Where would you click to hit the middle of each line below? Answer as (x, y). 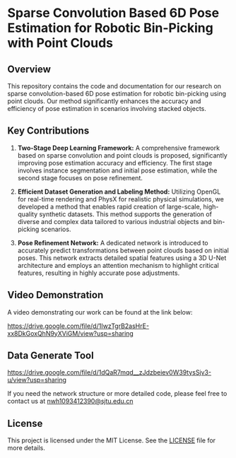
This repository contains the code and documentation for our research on (114, 86)
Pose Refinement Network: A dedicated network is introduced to (113, 242)
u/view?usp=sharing (37, 380)
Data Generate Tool (51, 356)
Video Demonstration (55, 295)
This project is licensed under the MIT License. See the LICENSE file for (112, 440)
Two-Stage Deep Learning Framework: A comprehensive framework (119, 148)
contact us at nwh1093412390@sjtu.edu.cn (70, 401)
